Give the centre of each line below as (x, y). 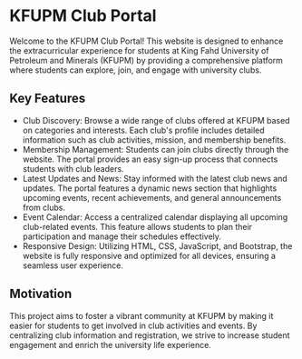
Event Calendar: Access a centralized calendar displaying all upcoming (155, 217)
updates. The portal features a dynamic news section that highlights (150, 188)
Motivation (41, 294)
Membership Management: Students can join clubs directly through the (156, 149)
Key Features (48, 99)
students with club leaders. (73, 168)
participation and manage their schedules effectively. (122, 236)
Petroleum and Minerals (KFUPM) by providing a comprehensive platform (146, 60)
